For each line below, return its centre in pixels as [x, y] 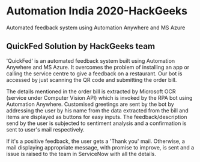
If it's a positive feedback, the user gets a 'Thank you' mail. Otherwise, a [95, 141]
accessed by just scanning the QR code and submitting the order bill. [92, 80]
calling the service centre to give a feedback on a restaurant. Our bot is [94, 74]
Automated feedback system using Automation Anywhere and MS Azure [96, 27]
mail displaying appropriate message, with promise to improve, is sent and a [100, 147]
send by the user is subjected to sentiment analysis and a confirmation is [96, 123]
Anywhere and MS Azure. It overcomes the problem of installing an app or [98, 67]
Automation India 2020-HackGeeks [97, 11]
